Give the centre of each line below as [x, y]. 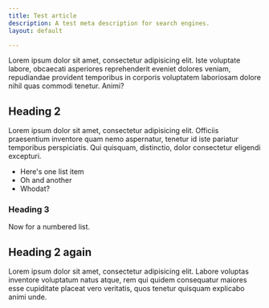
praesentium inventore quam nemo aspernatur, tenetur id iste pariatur [124, 139]
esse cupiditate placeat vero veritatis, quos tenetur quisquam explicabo [126, 289]
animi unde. [28, 297]
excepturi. [25, 156]
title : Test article [43, 16]
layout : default [35, 30]
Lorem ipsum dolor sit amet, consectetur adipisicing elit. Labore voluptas [128, 272]
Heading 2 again [50, 252]
